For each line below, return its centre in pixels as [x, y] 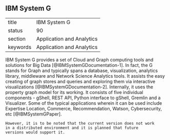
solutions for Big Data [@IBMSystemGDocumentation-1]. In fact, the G [79, 65]
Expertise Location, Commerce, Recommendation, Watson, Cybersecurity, [84, 108]
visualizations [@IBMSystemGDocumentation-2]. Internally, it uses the [79, 87]
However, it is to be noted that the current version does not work [80, 123]
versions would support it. [35, 132]
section [17, 39]
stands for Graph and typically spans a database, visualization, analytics [81, 71]
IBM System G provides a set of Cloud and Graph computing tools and [79, 60]
